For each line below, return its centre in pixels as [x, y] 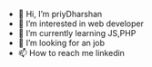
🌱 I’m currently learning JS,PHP [77, 33]
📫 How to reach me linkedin [71, 53]
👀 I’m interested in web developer [81, 24]
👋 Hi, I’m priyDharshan [60, 14]
